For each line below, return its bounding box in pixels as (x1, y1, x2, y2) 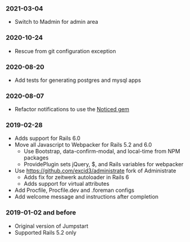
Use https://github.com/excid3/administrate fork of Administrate (14, 167, 177, 175)
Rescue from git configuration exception (14, 47, 117, 54)
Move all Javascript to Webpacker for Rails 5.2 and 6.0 (14, 141, 152, 148)
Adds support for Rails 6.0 (14, 134, 81, 142)
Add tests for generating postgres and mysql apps (14, 76, 141, 84)
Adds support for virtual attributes (23, 180, 109, 188)
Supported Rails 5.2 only (14, 229, 77, 236)
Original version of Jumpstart (14, 222, 89, 230)
